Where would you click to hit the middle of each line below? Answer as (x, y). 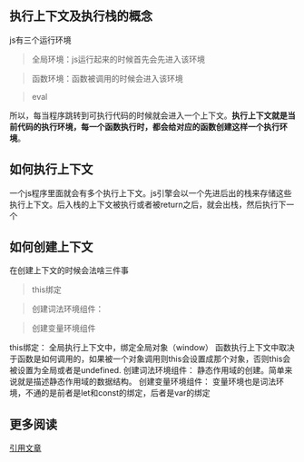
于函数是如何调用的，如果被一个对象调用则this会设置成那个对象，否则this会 (150, 359)
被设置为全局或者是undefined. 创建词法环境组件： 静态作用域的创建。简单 (147, 370)
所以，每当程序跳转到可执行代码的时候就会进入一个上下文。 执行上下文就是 (148, 115)
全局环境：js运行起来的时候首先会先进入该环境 (118, 59)
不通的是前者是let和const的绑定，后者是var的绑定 (118, 393)
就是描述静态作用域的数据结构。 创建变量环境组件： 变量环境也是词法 (147, 382)
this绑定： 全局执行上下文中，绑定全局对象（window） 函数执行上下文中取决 (152, 348)
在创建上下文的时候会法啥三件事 (69, 270)
